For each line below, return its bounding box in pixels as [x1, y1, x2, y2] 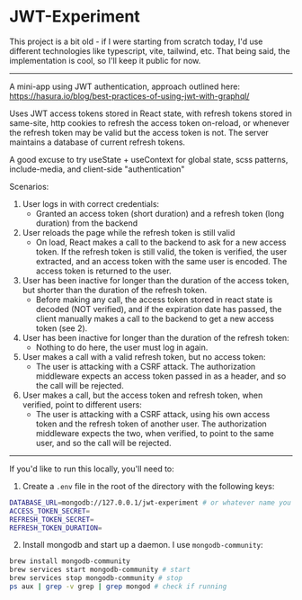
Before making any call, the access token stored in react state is [35, 294, 273, 305]
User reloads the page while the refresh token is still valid [22, 227, 235, 237]
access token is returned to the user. [35, 265, 173, 276]
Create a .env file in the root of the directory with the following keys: [22, 480, 275, 491]
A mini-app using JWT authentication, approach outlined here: [9, 81, 241, 92]
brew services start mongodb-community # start [9, 565, 191, 575]
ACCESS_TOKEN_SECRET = [9, 506, 91, 515]
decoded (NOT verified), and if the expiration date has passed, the [35, 303, 282, 314]
